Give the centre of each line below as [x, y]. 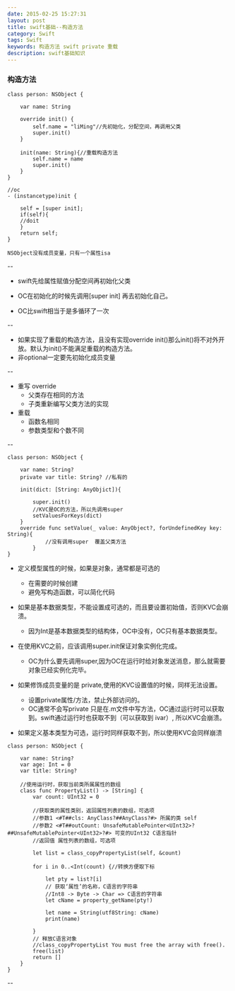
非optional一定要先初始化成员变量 [66, 357]
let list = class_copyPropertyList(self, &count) [107, 853]
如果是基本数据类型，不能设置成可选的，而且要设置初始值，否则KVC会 [120, 607]
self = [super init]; [52, 209]
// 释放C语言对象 [55, 939]
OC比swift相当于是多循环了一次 [63, 311]
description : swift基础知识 [47, 54]
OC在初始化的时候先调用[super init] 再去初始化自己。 [95, 296]
